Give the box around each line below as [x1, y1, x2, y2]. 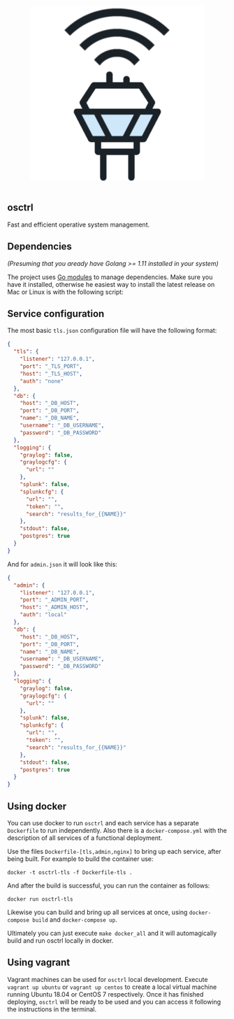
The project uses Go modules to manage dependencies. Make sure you [7, 273, 213, 281]
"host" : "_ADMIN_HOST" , [20, 604, 89, 611]
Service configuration [7, 308, 105, 320]
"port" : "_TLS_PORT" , [20, 363, 82, 370]
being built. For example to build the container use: [7, 855, 154, 863]
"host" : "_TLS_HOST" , [20, 370, 82, 377]
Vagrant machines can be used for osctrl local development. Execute [7, 975, 208, 983]
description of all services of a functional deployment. [7, 834, 163, 842]
